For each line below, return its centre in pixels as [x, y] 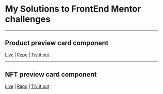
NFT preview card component [51, 74]
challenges [28, 19]
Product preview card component [57, 43]
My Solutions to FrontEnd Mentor [73, 9]
